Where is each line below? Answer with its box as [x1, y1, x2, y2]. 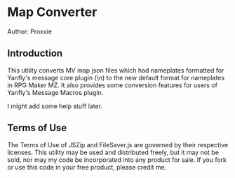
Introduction [7, 47, 63, 59]
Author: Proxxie [7, 27, 53, 36]
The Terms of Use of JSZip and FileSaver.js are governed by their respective [7, 140, 229, 149]
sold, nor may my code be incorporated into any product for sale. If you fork [7, 155, 227, 164]
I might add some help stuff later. [7, 102, 103, 110]
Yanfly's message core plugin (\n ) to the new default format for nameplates [7, 73, 225, 82]
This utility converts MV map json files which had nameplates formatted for [7, 66, 224, 74]
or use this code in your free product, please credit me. [7, 163, 167, 171]
